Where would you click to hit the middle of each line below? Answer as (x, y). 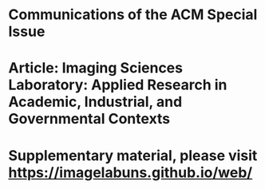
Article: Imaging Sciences (96, 68)
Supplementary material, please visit (133, 155)
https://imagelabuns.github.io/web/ (131, 172)
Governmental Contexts (89, 119)
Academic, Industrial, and (95, 102)
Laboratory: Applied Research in (118, 85)
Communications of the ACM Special (133, 15)
